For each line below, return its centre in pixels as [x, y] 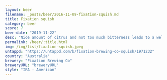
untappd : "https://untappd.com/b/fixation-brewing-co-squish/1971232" [80, 51]
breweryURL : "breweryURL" [32, 65]
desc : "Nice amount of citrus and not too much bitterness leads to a [80, 38]
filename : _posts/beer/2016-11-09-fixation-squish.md [62, 14]
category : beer [21, 24]
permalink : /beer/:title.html [37, 42]
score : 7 [14, 28]
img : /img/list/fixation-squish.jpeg [44, 47]
